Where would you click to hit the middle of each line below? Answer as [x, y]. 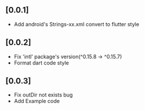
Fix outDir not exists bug [43, 95]
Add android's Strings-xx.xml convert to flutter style [77, 24]
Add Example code [37, 101]
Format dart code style [42, 63]
